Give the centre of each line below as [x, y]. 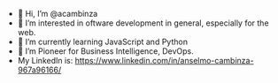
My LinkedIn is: [45, 60]
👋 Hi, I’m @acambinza [58, 14]
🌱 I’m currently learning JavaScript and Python [103, 41]
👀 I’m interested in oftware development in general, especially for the [143, 23]
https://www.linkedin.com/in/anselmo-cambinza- [164, 60]
